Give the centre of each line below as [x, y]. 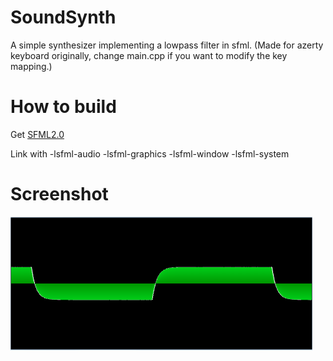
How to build [63, 107]
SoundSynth [63, 17]
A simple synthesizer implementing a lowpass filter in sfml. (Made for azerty [167, 45]
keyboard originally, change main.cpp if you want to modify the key [149, 55]
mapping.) [31, 66]
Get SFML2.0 [37, 134]
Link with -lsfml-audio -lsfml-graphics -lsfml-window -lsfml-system [150, 153]
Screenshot [59, 194]
